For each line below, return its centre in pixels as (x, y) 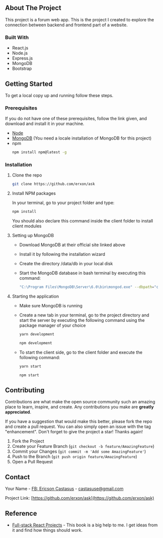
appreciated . (18, 412)
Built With (17, 37)
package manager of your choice (52, 325)
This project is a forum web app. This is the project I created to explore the (80, 19)
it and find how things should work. (47, 530)
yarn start (30, 366)
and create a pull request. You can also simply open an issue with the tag (78, 427)
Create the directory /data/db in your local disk (66, 264)
